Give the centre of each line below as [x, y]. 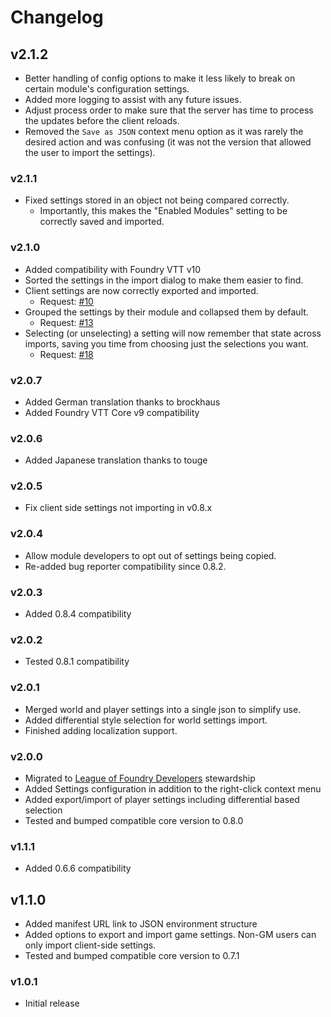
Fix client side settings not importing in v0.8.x [118, 508]
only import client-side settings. [90, 945]
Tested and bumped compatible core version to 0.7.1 [132, 956]
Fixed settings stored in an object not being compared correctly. [157, 200]
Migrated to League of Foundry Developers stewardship [140, 778]
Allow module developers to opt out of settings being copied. [150, 555]
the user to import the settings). [90, 152]
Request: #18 [66, 354]
